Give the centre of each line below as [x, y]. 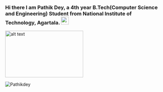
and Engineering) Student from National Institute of [69, 13]
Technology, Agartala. [33, 22]
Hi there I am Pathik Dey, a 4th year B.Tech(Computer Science [81, 7]
